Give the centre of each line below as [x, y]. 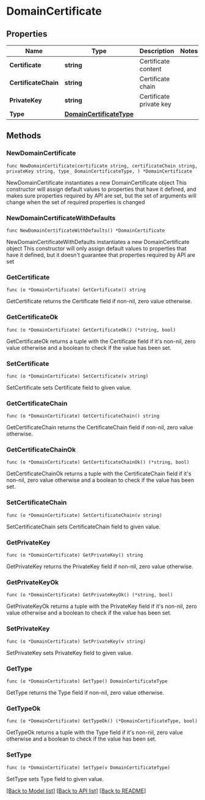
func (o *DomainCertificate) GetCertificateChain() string [83, 416]
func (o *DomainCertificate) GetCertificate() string [76, 290]
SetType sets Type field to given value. [55, 779]
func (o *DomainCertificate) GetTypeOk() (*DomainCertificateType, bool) [102, 721]
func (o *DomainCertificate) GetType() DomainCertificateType [87, 681]
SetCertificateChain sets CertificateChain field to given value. [83, 527]
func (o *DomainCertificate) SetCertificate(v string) [77, 376]
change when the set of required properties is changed [76, 202]
